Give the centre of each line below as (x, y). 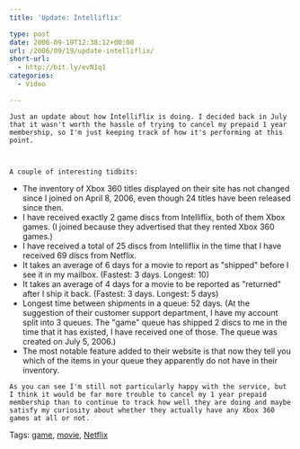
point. (22, 140)
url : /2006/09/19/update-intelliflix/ (82, 50)
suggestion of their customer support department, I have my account (150, 312)
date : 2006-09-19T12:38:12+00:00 (72, 42)
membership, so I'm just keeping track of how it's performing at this (146, 132)
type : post (30, 34)
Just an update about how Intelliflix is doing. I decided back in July (148, 117)
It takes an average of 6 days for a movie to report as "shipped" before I (155, 265)
